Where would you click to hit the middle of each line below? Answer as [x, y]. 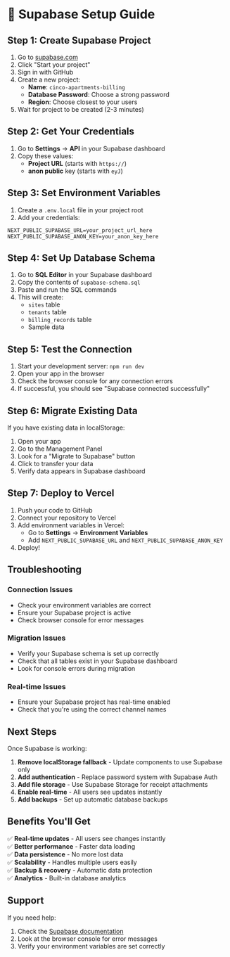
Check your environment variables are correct [84, 605]
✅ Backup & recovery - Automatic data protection [80, 870]
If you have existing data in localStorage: [66, 428]
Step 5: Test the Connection [70, 349]
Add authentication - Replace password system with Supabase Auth [117, 777]
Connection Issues [40, 590]
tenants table [47, 312]
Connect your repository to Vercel [66, 518]
